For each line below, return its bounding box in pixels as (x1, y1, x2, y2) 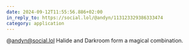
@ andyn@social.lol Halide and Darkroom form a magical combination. (6, 37, 183, 45)
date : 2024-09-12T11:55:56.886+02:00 (6, 9, 103, 15)
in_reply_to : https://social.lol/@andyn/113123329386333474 (6, 15, 164, 21)
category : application (6, 20, 64, 26)
